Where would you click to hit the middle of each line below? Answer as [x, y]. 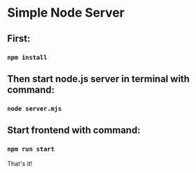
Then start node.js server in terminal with [99, 79]
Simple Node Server [66, 13]
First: [19, 39]
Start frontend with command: [74, 130]
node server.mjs [35, 108]
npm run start [31, 149]
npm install [27, 57]
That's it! [20, 163]
